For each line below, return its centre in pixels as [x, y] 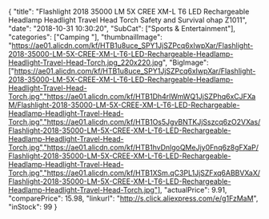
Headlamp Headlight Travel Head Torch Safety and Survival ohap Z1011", [128, 20]
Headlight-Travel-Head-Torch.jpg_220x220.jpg [86, 62]
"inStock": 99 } [33, 207]
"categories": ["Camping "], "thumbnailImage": [85, 37]
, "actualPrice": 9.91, [193, 190]
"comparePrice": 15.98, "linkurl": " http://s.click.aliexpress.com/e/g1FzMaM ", [133, 198]
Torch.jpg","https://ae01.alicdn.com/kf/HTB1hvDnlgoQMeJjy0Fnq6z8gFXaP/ [133, 147]
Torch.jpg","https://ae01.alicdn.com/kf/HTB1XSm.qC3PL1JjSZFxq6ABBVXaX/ [134, 173]
